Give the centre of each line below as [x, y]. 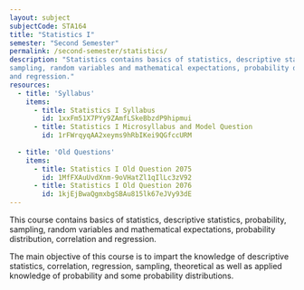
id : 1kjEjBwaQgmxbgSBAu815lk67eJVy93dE [117, 194]
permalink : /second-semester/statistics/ [89, 51]
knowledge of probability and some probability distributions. [122, 276]
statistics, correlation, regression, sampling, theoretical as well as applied [146, 266]
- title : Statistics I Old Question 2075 [113, 169]
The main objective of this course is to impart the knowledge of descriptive [149, 257]
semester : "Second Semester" [64, 43]
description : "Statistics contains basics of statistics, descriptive [145, 60]
